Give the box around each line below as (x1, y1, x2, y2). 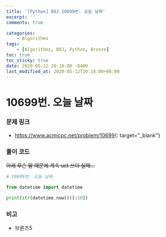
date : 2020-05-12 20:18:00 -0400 (6, 63, 88, 69)
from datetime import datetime (6, 185, 83, 191)
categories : (6, 30, 35, 36)
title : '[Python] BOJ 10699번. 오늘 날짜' (6, 8, 106, 15)
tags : (6, 41, 19, 47)
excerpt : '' (6, 14, 35, 20)
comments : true (6, 19, 44, 25)
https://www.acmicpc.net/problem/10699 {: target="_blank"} (14, 132, 161, 139)
